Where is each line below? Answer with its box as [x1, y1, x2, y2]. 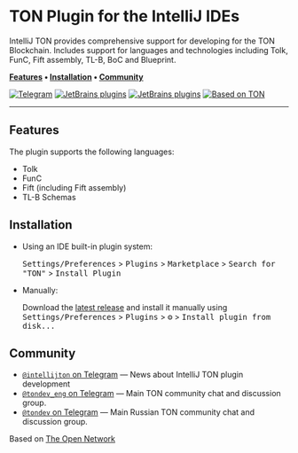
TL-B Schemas [21, 191, 77, 202]
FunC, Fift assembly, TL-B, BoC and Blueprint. [9, 54, 176, 65]
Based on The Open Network [9, 433, 116, 444]
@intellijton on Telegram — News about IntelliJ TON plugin [21, 370, 244, 380]
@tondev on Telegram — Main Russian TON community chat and [21, 407, 255, 418]
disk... [21, 321, 56, 331]
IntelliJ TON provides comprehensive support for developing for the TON [9, 35, 275, 46]
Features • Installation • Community [9, 71, 144, 82]
